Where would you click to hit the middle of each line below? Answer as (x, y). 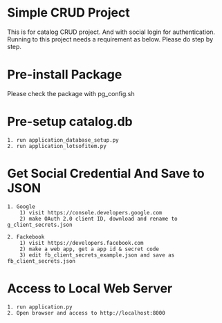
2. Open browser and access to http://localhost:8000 (86, 313)
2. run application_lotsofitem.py (57, 146)
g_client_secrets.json (40, 225)
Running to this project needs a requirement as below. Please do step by (110, 39)
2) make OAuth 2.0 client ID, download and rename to (99, 219)
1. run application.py (40, 307)
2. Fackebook (26, 237)
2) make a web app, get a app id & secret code (89, 249)
